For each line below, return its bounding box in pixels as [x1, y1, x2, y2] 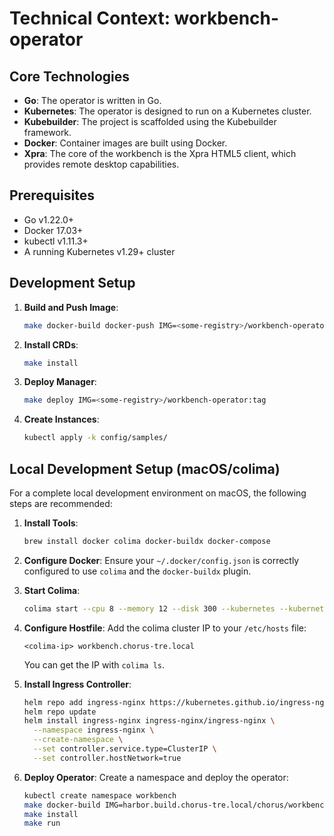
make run [23, 818, 61, 829]
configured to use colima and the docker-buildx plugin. [23, 565, 252, 577]
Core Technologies [9, 68, 131, 85]
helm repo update [23, 707, 97, 717]
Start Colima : [23, 584, 81, 596]
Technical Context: [9, 7, 171, 30]
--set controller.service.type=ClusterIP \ [33, 744, 217, 754]
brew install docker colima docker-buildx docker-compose [23, 536, 271, 546]
